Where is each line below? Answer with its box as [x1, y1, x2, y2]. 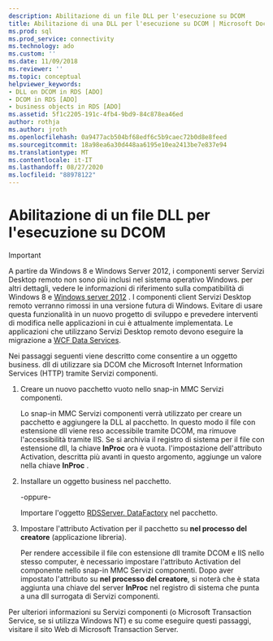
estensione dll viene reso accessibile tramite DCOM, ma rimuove [19, 425, 237, 436]
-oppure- [19, 492, 51, 502]
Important [8, 250, 41, 260]
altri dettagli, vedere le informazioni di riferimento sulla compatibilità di [8, 283, 245, 293]
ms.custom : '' [8, 50, 57, 58]
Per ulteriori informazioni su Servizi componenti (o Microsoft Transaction [8, 607, 252, 617]
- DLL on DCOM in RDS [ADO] [8, 87, 104, 96]
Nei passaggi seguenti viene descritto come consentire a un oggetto [8, 351, 238, 361]
